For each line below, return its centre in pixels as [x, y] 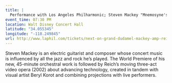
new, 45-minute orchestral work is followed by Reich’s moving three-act [81, 64]
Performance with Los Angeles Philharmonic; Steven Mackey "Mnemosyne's [89, 15]
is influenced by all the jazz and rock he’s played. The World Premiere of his [85, 58]
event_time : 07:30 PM [28, 19]
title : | [15, 10]
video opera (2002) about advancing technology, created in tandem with [82, 69]
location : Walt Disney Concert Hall [44, 24]
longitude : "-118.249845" [33, 34]
